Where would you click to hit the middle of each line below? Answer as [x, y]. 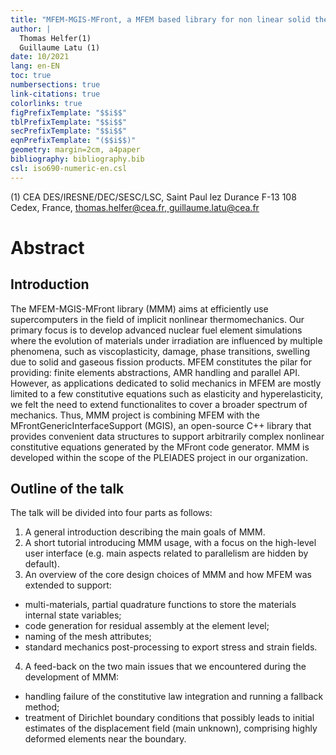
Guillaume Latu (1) [60, 47]
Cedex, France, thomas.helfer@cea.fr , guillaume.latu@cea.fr [135, 207]
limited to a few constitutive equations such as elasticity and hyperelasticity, [167, 393]
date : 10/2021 [40, 57]
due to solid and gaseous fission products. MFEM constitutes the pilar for [161, 362]
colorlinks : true [46, 103]
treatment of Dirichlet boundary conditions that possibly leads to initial [169, 718]
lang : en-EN [35, 66]
